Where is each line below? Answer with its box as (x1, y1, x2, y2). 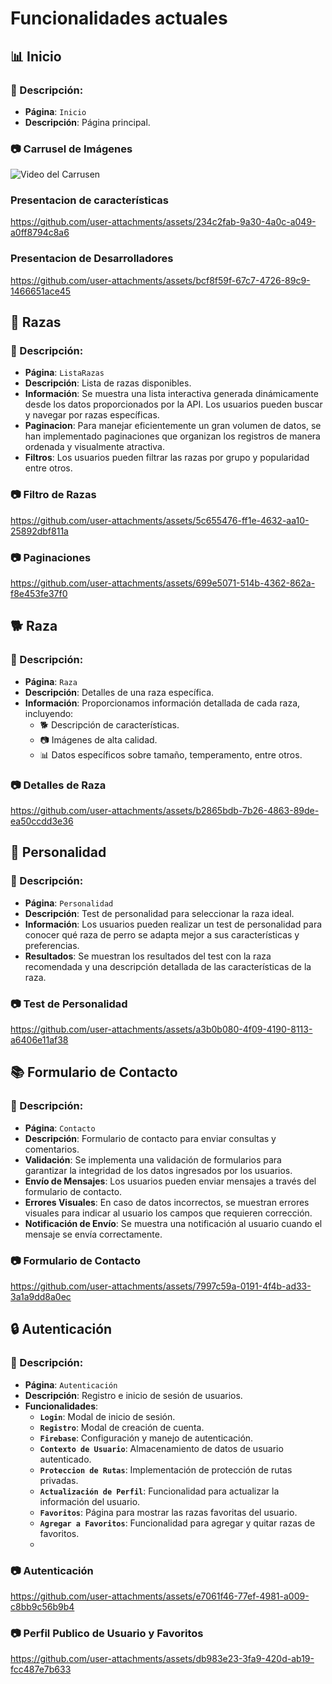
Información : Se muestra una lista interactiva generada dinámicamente (24, 388, 319, 400)
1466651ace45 (10, 285, 72, 297)
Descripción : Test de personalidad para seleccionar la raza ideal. (24, 907, 295, 919)
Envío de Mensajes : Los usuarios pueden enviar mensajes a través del (24, 1175, 317, 1187)
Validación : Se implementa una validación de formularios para (24, 1153, 282, 1166)
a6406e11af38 (10, 1034, 69, 1046)
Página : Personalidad (24, 897, 114, 909)
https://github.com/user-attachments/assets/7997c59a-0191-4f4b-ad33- (10, 1280, 312, 1292)
